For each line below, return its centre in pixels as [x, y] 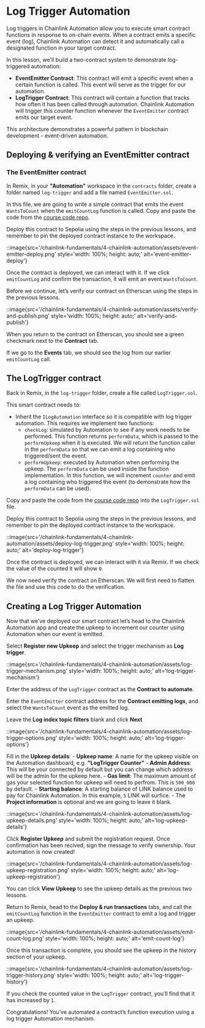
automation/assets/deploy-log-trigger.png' [60, 543]
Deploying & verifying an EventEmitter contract [98, 155]
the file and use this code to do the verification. [66, 587]
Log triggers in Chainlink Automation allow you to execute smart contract [98, 28]
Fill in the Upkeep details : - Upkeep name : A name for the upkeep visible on [102, 756]
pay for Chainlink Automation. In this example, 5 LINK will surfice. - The [96, 796]
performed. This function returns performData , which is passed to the [111, 436]
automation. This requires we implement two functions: [84, 423]
